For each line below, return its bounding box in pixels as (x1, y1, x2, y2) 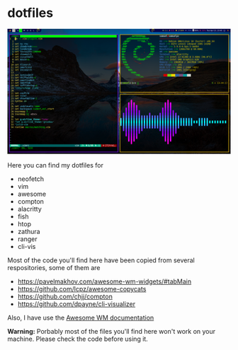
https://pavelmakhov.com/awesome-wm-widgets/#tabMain (17, 277, 192, 286)
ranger (17, 235, 38, 243)
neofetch (17, 175, 45, 183)
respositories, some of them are (7, 263, 101, 272)
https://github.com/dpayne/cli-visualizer (17, 299, 136, 308)
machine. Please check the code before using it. (7, 334, 149, 343)
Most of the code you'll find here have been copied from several (7, 256, 195, 264)
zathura (17, 227, 40, 235)
